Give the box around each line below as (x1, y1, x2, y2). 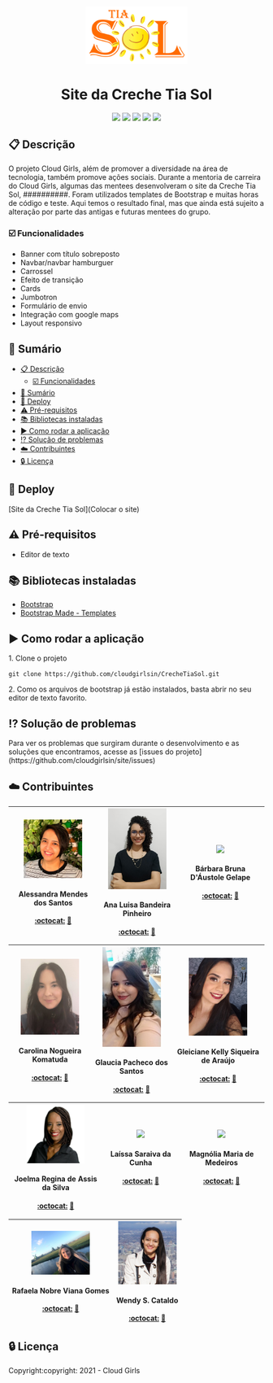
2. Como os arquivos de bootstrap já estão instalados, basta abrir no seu (8, 684, 252, 694)
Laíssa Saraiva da (110, 1149, 171, 1158)
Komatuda (32, 1054, 68, 1064)
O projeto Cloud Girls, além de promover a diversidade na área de (8, 164, 228, 173)
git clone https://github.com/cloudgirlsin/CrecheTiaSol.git (8, 670, 220, 678)
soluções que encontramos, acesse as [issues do (8, 747, 175, 757)
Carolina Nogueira (19, 1045, 82, 1055)
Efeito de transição (19, 275, 84, 285)
